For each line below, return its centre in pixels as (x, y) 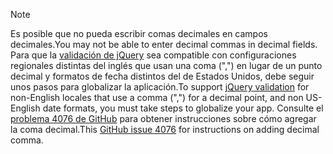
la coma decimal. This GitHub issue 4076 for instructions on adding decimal (165, 129)
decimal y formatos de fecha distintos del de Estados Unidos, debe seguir (162, 76)
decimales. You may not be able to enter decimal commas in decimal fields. (164, 44)
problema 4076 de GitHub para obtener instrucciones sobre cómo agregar (163, 118)
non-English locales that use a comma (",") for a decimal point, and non (157, 97)
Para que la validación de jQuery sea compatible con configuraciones (153, 55)
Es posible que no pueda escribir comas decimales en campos (139, 33)
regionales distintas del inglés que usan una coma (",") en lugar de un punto (166, 65)
